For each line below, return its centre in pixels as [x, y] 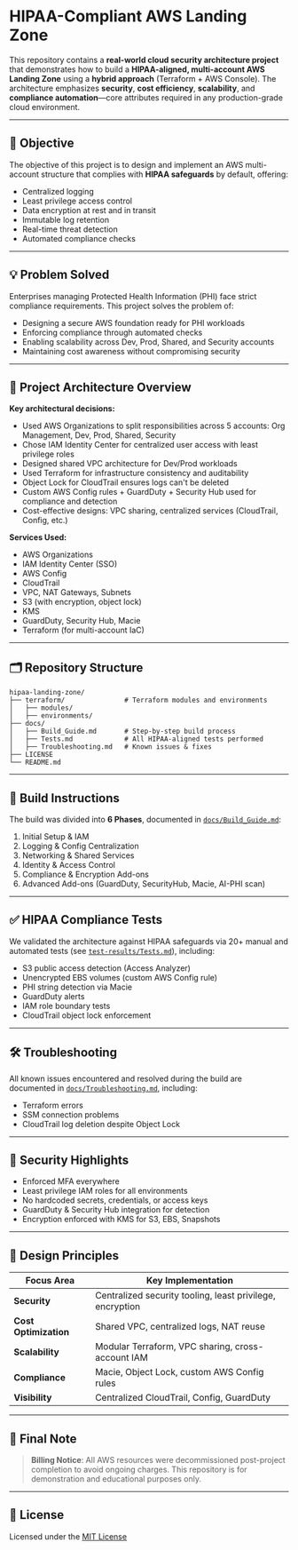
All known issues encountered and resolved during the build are [125, 1078]
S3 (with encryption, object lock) [82, 602]
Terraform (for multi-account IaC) [83, 630]
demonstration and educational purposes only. [116, 1479]
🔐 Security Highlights [69, 1161]
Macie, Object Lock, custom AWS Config [179, 1372]
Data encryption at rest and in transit [89, 210]
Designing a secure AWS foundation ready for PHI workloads [133, 322]
